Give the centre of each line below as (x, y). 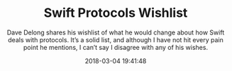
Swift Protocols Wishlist (116, 13)
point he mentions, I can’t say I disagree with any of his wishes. (116, 47)
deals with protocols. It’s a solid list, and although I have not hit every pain (116, 39)
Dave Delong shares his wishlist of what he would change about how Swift (116, 32)
